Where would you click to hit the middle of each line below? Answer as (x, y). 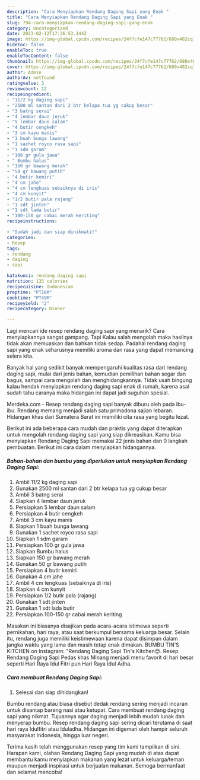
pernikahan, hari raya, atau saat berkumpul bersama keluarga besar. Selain (98, 632)
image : (15, 39)
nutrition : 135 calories (37, 281)
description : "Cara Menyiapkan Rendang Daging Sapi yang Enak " (88, 12)
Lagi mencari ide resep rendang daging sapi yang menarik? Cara (86, 331)
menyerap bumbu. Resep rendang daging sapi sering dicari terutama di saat (100, 723)
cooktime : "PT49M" (29, 298)
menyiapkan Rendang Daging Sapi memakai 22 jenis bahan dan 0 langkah (97, 441)
